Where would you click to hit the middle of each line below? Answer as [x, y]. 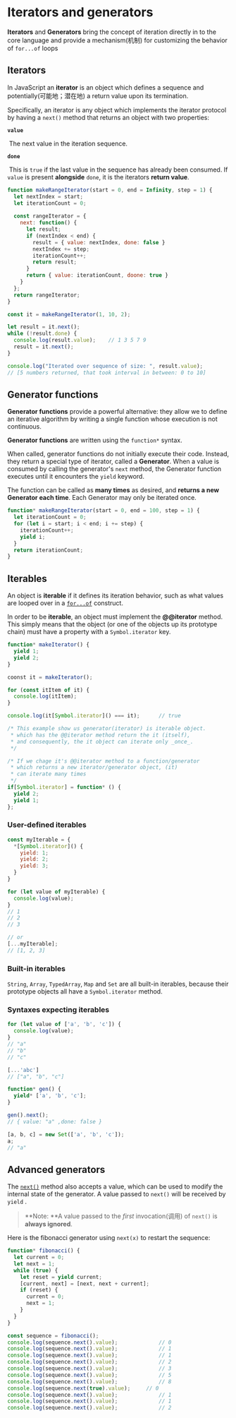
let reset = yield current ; [61, 1277]
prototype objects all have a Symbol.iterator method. [85, 991]
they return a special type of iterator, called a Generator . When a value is [113, 461]
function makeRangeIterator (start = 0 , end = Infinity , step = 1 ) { [110, 190]
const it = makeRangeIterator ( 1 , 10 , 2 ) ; [69, 314]
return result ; [55, 262]
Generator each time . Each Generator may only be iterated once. [102, 498]
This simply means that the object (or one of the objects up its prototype [112, 624]
